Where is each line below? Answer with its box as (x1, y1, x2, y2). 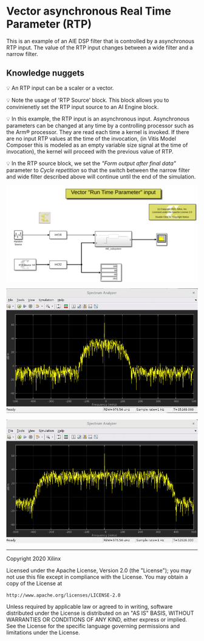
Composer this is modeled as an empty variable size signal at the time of (6, 141, 188, 149)
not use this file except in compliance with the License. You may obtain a (6, 573, 188, 580)
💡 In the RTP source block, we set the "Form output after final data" (6, 160, 176, 167)
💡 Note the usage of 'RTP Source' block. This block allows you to (6, 96, 169, 104)
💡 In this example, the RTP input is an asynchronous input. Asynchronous (6, 115, 190, 122)
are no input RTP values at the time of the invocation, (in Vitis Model (6, 135, 176, 142)
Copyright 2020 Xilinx (6, 554, 61, 562)
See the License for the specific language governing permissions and (6, 622, 180, 629)
